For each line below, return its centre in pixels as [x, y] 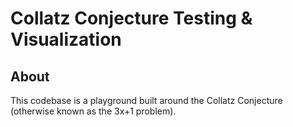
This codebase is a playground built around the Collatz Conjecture [146, 100]
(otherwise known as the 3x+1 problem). [93, 111]
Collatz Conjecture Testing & [131, 18]
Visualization [66, 39]
